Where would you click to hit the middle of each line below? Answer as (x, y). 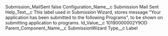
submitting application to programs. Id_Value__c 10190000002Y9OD (76, 23)
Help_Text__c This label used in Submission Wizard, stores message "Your (83, 12)
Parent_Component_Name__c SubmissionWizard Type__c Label (72, 28)
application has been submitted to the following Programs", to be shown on (84, 17)
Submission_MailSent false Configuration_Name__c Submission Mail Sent (82, 7)
